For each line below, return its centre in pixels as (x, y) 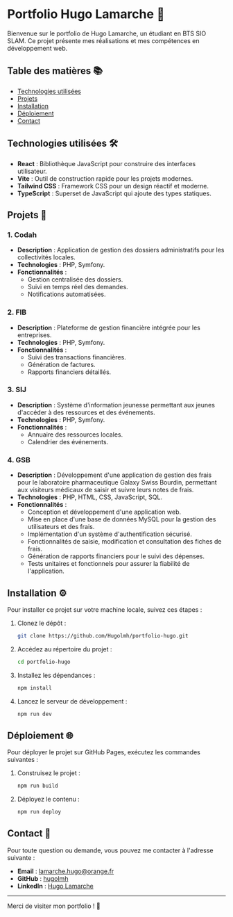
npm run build (37, 786)
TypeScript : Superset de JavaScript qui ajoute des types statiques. (114, 193)
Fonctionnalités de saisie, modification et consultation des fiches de (124, 542)
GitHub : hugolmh (43, 878)
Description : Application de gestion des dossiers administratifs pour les (121, 250)
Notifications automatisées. (67, 294)
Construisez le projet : (49, 773)
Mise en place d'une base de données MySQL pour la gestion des (122, 519)
